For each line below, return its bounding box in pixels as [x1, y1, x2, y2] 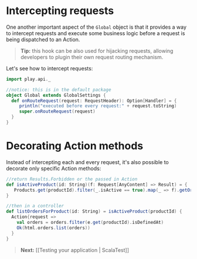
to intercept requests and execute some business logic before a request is [6, 29, 185, 36]
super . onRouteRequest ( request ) [19, 108, 96, 115]
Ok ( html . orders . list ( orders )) [16, 224, 91, 231]
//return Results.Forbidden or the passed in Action [6, 176, 138, 182]
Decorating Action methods [6, 139, 144, 153]
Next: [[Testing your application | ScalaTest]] [20, 246, 130, 253]
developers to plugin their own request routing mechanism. [20, 53, 164, 60]
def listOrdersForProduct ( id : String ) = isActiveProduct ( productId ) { [6, 209, 182, 214]
